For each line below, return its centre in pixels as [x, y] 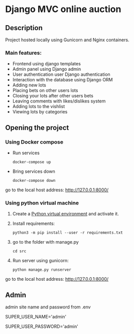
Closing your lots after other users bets [53, 96]
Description [24, 28]
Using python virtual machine [42, 203]
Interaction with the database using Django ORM [62, 80]
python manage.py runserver [42, 270]
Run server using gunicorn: [40, 261]
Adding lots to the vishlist [39, 106]
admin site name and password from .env [48, 307]
